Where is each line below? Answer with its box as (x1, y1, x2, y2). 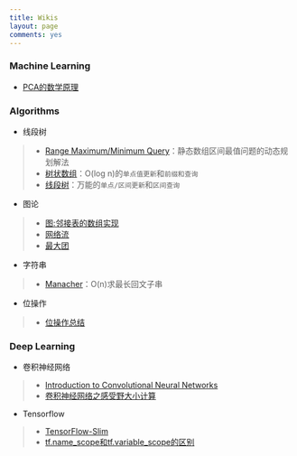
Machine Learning (9, 60, 91, 72)
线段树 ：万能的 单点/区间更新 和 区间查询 (44, 179, 181, 190)
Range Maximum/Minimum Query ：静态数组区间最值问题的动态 (44, 145, 281, 156)
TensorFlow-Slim (44, 426, 108, 437)
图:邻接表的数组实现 (44, 218, 119, 228)
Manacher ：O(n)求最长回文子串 (44, 278, 163, 289)
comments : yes (9, 30, 63, 39)
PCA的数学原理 (22, 81, 79, 92)
